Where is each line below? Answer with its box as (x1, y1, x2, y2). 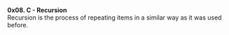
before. (7, 21, 29, 29)
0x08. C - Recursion (7, 6, 67, 14)
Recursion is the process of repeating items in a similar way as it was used (7, 13, 222, 22)
